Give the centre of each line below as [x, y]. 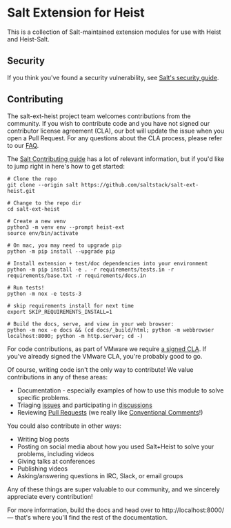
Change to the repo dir [47, 203]
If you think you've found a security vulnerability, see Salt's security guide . [113, 77]
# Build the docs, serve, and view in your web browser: [91, 324]
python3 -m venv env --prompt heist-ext [66, 227]
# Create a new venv [37, 221]
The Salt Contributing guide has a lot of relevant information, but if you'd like [116, 159]
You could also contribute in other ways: [64, 426]
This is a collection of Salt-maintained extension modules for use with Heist [114, 32]
